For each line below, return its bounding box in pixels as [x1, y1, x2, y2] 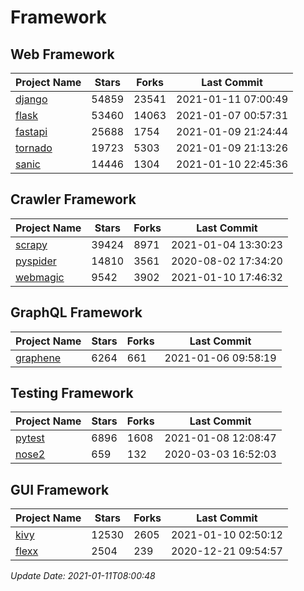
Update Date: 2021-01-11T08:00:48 [10, 570, 156, 582]
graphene [15, 351, 62, 365]
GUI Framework [10, 481, 110, 498]
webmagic [15, 270, 65, 284]
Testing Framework [10, 385, 134, 402]
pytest [15, 431, 45, 445]
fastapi [15, 125, 48, 138]
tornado [15, 141, 53, 155]
